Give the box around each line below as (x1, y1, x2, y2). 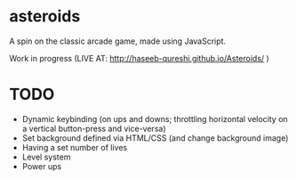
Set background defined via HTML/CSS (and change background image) (21, 132, 289, 143)
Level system (21, 151, 71, 162)
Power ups (21, 160, 62, 171)
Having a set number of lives (21, 142, 127, 152)
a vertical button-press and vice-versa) (21, 123, 166, 134)
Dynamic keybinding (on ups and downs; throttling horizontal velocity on (21, 113, 288, 124)
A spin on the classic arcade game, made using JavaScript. (9, 36, 227, 46)
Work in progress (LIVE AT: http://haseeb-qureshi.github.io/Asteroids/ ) (9, 53, 269, 63)
